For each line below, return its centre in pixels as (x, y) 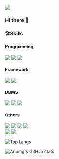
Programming (19, 47)
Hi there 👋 (17, 20)
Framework (17, 69)
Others (12, 115)
